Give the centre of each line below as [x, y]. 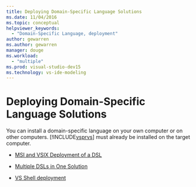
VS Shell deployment [40, 178]
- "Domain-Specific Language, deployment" [65, 34]
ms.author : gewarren [32, 45]
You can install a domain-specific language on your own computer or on [94, 131]
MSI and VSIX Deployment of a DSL [58, 155]
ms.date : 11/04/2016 [32, 17]
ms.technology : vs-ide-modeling [46, 72]
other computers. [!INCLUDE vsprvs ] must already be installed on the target [98, 137]
